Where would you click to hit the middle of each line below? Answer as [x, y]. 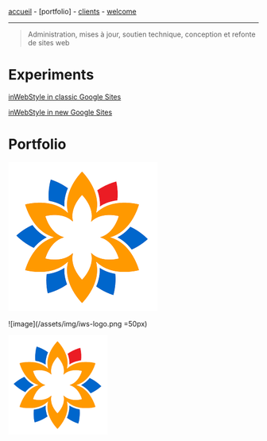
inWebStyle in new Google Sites [60, 112]
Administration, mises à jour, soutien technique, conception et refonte [141, 34]
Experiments [51, 75]
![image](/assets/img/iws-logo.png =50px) [78, 323]
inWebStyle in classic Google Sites [65, 97]
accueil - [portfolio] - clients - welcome [72, 12]
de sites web [48, 43]
